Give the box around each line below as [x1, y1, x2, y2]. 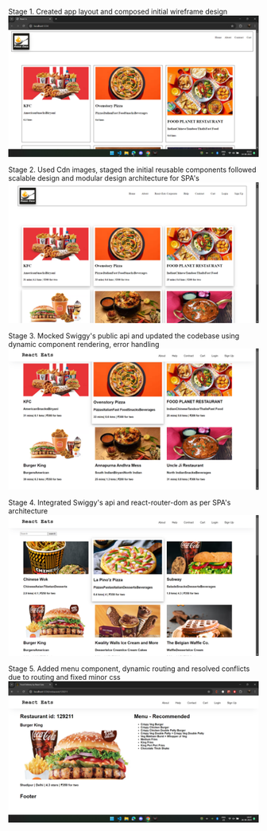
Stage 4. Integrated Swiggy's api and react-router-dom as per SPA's [8, 497, 231, 507]
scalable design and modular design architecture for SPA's [8, 173, 200, 182]
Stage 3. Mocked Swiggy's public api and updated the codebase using [8, 331, 240, 341]
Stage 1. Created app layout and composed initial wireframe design [8, 7, 228, 16]
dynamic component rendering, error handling [8, 340, 160, 349]
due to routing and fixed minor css [8, 673, 121, 681]
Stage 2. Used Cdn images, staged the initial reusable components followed [8, 165, 257, 174]
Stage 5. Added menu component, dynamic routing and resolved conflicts [8, 664, 250, 673]
